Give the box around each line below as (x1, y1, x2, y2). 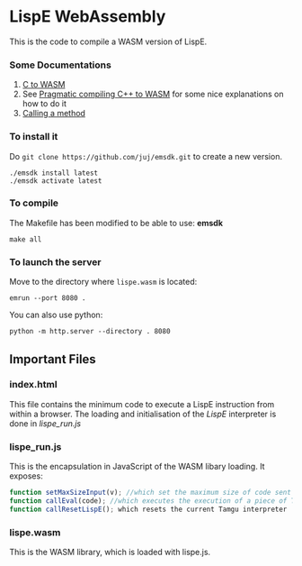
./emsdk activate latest (9, 176, 102, 186)
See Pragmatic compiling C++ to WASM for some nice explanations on (22, 88, 284, 100)
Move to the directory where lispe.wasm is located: (9, 277, 198, 288)
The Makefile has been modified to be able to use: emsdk (9, 217, 223, 228)
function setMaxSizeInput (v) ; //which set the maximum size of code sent (9, 488, 292, 498)
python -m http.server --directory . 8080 (9, 327, 171, 336)
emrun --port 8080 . (9, 294, 87, 303)
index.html (9, 379, 58, 391)
